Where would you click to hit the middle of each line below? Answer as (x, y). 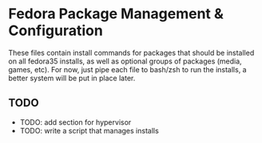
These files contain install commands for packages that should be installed (131, 52)
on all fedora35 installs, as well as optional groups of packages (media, (125, 61)
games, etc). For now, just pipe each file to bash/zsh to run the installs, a (127, 69)
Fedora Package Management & (116, 14)
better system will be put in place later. (72, 78)
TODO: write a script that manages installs (89, 130)
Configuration (56, 31)
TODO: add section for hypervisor (75, 122)
